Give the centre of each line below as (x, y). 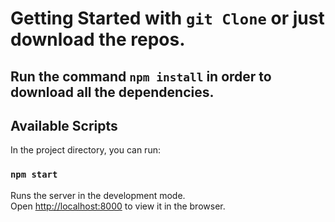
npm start (34, 175)
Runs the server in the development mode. (98, 195)
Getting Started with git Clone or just (167, 18)
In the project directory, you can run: (85, 150)
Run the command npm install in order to (141, 76)
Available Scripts (64, 125)
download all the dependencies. (112, 92)
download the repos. (98, 39)
